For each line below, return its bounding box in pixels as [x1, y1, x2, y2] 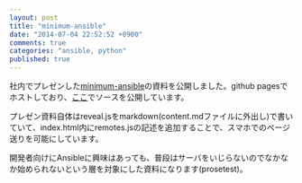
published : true [9, 55, 70, 64]
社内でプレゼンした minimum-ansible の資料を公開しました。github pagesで [9, 81, 288, 91]
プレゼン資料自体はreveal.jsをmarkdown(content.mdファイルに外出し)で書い [9, 111, 294, 121]
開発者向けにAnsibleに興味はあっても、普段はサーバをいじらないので [9, 152, 265, 162]
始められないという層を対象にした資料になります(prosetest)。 [16, 163, 248, 174]
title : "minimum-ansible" [9, 22, 106, 30]
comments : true [9, 38, 67, 48]
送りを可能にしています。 [9, 134, 104, 144]
